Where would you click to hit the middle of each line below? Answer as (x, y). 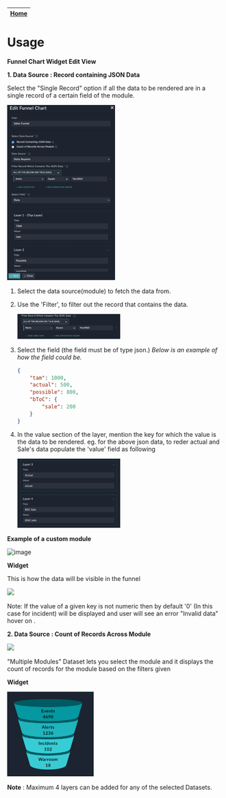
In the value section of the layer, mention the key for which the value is (117, 434)
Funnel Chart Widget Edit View (52, 61)
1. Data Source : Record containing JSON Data (74, 75)
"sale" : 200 (59, 407)
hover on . (22, 621)
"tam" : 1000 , (48, 378)
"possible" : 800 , (54, 392)
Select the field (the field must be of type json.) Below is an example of (117, 350)
